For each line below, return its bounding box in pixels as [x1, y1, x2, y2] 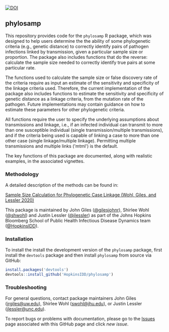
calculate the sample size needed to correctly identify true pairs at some [5, 59, 155, 65]
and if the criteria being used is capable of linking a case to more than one [5, 132, 159, 138]
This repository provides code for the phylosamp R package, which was [5, 33, 152, 39]
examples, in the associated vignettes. [5, 158, 84, 164]
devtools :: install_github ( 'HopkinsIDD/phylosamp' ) [5, 272, 114, 277]
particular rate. [5, 64, 36, 70]
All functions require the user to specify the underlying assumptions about [5, 116, 159, 122]
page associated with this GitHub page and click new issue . [5, 321, 129, 327]
